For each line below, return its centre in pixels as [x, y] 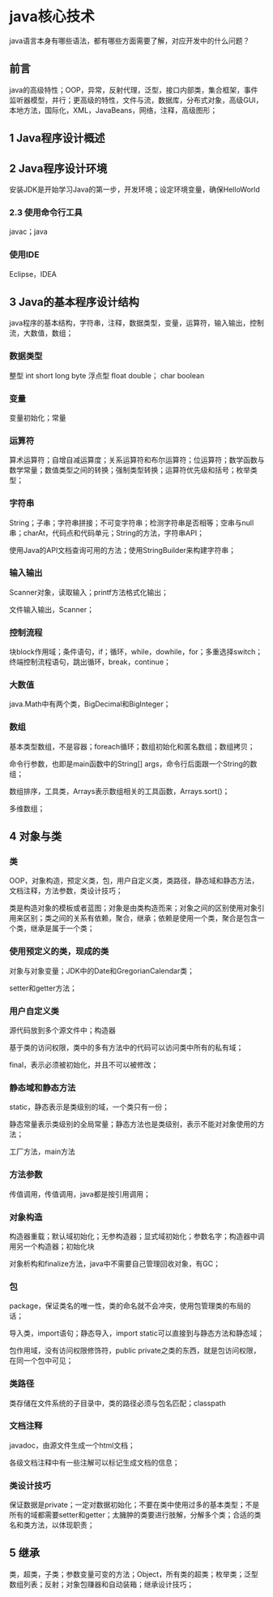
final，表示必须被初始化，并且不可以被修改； [84, 1065]
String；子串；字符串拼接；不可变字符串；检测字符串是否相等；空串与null [132, 522]
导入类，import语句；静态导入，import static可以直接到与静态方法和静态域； [137, 1333]
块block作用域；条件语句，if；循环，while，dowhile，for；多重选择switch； [136, 652]
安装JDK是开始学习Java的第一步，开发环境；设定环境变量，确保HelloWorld [134, 189]
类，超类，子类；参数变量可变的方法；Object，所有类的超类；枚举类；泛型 [134, 1574]
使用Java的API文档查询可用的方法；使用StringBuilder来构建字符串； [123, 550]
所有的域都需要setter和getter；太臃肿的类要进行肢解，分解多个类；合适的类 [135, 1515]
